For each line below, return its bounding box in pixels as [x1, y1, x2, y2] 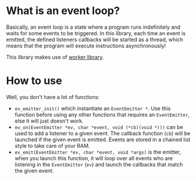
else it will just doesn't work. [14, 117, 84, 124]
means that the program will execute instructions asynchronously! [6, 42, 166, 49]
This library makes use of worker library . [6, 53, 104, 60]
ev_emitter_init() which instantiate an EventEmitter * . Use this [14, 104, 171, 112]
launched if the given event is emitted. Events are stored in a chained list [14, 136, 191, 143]
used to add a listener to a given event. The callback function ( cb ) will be [14, 130, 191, 137]
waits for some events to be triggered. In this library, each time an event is [6, 29, 186, 36]
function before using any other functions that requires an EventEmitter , [14, 111, 190, 118]
